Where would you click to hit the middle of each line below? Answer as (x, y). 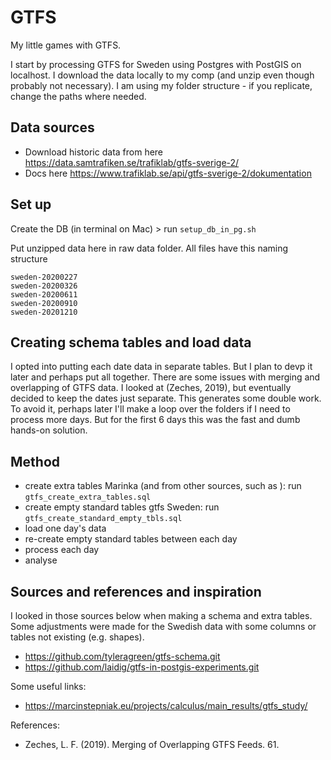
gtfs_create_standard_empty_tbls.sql (103, 519)
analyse (41, 560)
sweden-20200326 (44, 286)
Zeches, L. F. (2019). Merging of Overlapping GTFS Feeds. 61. (152, 744)
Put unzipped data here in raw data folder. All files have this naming (149, 248)
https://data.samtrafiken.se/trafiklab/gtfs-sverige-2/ (132, 162)
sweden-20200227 (44, 277)
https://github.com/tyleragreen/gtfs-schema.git (122, 656)
